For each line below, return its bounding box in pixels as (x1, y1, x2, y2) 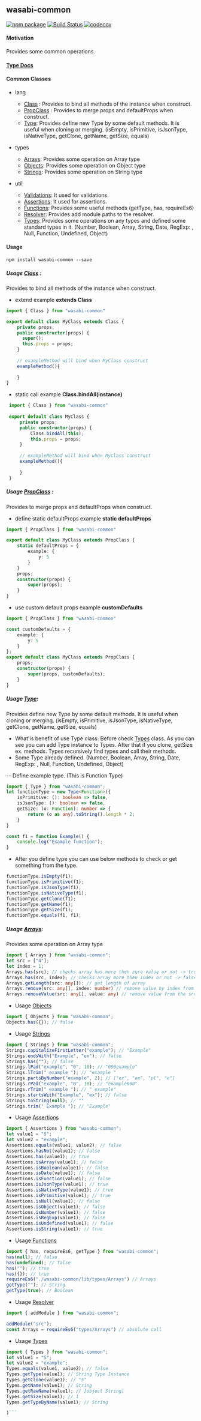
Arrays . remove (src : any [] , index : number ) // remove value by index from (6, 986, 194, 992)
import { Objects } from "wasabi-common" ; (6, 1014, 114, 1020)
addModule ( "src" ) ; (6, 1321, 52, 1327)
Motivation (6, 34, 34, 41)
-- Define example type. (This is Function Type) (6, 771, 123, 779)
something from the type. (14, 861, 78, 869)
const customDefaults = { (6, 626, 71, 632)
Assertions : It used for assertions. (23, 198, 108, 205)
